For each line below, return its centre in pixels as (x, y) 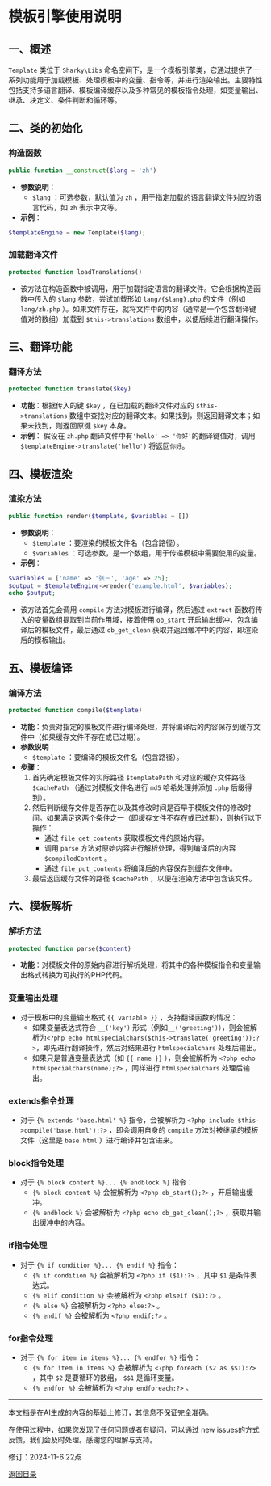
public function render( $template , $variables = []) (99, 516)
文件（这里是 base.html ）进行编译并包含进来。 (98, 1140)
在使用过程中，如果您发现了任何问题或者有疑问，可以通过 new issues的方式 (134, 1429)
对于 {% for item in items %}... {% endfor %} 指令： (110, 1357)
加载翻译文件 (33, 255)
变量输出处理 (33, 998)
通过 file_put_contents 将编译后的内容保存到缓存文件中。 (140, 868)
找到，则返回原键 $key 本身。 (83, 426)
